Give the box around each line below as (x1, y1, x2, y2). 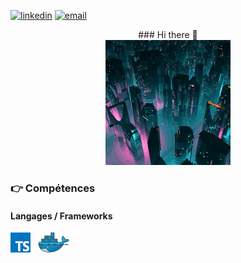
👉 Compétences (10, 181, 96, 195)
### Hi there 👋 (138, 29, 198, 40)
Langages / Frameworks (10, 210, 113, 222)
